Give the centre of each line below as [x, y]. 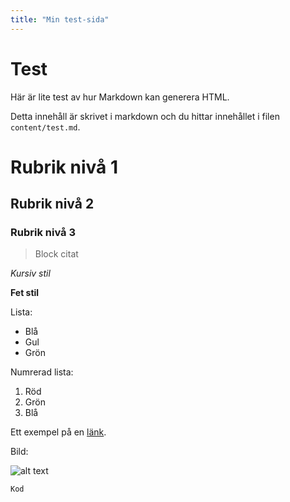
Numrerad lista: [42, 372]
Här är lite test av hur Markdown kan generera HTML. [120, 97]
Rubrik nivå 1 [64, 167]
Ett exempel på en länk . [58, 432]
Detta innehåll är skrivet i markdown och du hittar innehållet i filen [145, 116]
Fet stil [25, 293]
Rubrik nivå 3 [43, 233]
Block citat [56, 254]
